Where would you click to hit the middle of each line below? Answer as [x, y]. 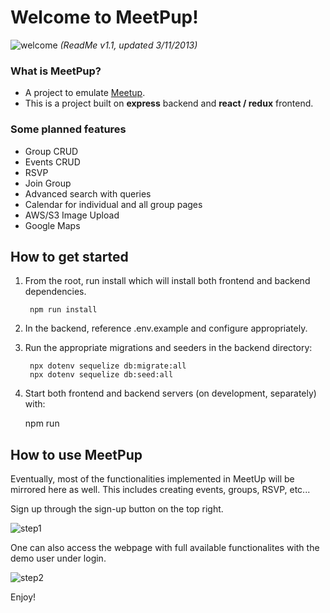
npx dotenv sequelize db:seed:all [101, 375]
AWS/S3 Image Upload [72, 215]
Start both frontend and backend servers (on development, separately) [170, 393]
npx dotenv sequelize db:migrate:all [108, 366]
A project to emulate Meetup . [85, 93]
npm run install [63, 310]
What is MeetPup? [56, 71]
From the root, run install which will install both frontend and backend [167, 281]
